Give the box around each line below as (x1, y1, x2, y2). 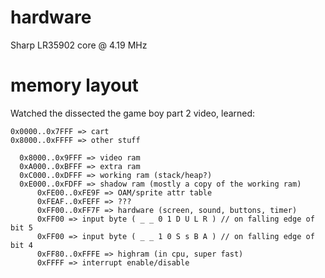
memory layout (10, 74, 139, 97)
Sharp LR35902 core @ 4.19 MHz (10, 39, 148, 51)
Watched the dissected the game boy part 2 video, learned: (10, 107, 256, 119)
